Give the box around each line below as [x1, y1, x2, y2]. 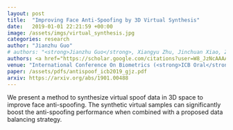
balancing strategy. [7, 115, 62, 124]
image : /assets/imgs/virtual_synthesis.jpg [7, 29, 135, 37]
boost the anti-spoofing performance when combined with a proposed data [7, 108, 223, 116]
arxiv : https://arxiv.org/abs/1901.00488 [7, 74, 129, 82]
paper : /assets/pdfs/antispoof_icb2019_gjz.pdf [7, 68, 148, 75]
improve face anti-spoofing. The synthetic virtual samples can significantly [7, 101, 221, 109]
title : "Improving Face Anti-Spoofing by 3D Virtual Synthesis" [7, 17, 200, 24]
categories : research [7, 36, 70, 43]
